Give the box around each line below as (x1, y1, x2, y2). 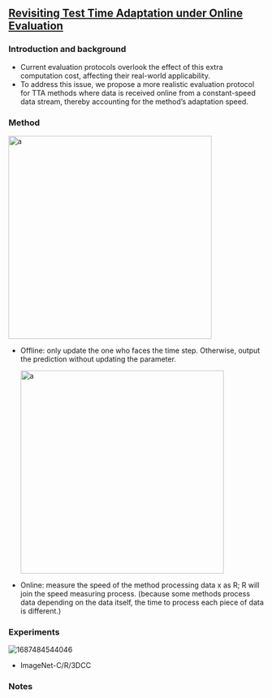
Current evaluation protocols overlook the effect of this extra (19, 62, 223, 72)
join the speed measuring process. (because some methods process (19, 588, 250, 598)
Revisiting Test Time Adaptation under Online (8, 7, 244, 20)
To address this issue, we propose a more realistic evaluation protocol (19, 79, 255, 89)
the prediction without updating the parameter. (19, 353, 177, 364)
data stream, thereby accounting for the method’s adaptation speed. (19, 97, 249, 106)
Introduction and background (8, 44, 127, 55)
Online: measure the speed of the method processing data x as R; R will (19, 580, 260, 590)
